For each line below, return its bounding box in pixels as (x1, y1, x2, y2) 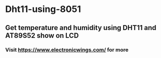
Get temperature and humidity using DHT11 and (5, 23, 157, 32)
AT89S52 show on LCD (5, 31, 79, 39)
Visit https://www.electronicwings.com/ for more (5, 46, 129, 53)
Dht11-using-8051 (5, 3, 82, 15)
